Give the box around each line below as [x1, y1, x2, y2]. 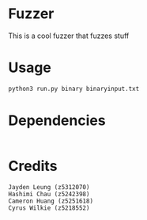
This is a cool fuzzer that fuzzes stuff [8, 31, 130, 40]
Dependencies [8, 112, 106, 129]
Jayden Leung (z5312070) [8, 183, 90, 191]
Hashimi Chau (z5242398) [8, 190, 90, 198]
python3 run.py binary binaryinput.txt [8, 85, 140, 93]
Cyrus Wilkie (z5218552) [8, 203, 90, 212]
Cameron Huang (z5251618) [8, 197, 93, 205]
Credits [8, 157, 58, 175]
